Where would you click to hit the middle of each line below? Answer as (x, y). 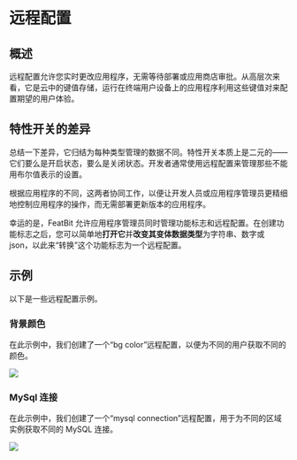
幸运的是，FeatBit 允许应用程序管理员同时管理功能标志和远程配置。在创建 (143, 223)
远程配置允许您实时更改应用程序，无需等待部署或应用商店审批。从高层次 (141, 77)
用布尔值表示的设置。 (48, 174)
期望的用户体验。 (48, 99)
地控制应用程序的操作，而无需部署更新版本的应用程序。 (110, 203)
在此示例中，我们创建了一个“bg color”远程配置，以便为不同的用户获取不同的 (148, 344)
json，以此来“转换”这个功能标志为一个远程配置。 (98, 245)
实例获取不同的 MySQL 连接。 (64, 429)
